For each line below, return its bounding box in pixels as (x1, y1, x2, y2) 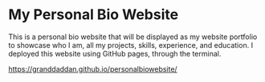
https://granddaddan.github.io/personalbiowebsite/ (8, 64, 178, 73)
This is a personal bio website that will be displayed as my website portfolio (8, 32, 258, 41)
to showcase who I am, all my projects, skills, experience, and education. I (8, 40, 254, 49)
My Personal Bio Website (8, 6, 179, 24)
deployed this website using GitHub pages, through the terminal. (8, 49, 222, 58)
